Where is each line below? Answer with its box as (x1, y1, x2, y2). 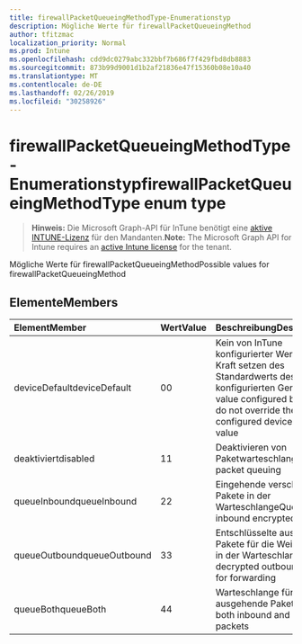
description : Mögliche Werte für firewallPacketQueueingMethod (9, 22, 252, 31)
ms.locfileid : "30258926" (9, 96, 106, 106)
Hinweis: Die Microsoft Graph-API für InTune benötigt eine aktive (31, 222, 272, 234)
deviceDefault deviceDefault (13, 381, 132, 394)
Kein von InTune (215, 336, 283, 349)
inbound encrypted (215, 512, 297, 524)
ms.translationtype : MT (9, 72, 99, 81)
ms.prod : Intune (9, 47, 70, 56)
